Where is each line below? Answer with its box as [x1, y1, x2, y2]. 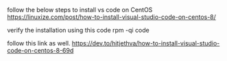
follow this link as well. [7, 39, 71, 47]
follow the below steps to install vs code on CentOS [7, 6, 153, 14]
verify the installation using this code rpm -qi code [7, 26, 150, 34]
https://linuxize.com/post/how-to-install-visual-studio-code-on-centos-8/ [7, 13, 216, 21]
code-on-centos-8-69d [7, 47, 74, 54]
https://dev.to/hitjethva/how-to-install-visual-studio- [71, 39, 220, 47]
